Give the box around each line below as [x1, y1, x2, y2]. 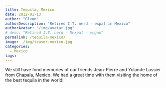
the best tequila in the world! [5, 77, 64, 83]
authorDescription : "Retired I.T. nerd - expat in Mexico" [5, 21, 131, 26]
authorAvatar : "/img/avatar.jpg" [5, 26, 75, 31]
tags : [5, 53, 16, 58]
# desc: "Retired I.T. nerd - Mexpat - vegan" [5, 30, 104, 35]
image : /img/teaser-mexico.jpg [5, 40, 72, 44]
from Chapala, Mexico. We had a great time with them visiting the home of [5, 72, 158, 78]
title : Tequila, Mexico [5, 7, 55, 12]
